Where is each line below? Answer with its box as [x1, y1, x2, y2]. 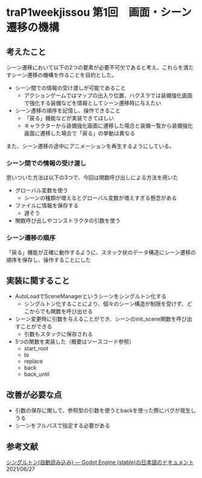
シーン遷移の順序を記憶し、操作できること [14, 107, 121, 114]
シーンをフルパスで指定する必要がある [14, 422, 110, 430]
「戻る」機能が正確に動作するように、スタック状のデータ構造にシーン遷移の [6, 249, 196, 256]
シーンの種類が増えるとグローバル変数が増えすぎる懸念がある [24, 194, 177, 201]
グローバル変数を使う [14, 187, 68, 194]
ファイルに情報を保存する [14, 202, 79, 209]
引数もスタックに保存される [24, 330, 93, 338]
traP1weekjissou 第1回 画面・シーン [6, 5, 192, 19]
